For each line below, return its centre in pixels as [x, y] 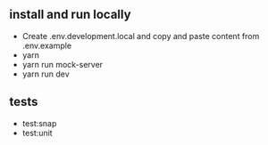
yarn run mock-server [63, 64]
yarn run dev [46, 74]
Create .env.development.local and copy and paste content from [141, 36]
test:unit [37, 133]
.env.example [47, 45]
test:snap [39, 123]
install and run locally [70, 15]
